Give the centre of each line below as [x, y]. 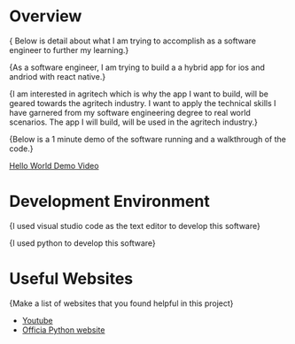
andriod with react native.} [58, 76]
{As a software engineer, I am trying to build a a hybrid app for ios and [137, 67]
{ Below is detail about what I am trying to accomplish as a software [133, 41]
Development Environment [109, 202]
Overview [46, 16]
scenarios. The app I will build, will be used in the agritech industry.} [134, 122]
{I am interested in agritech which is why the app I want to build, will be [139, 94]
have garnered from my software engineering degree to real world [130, 112]
